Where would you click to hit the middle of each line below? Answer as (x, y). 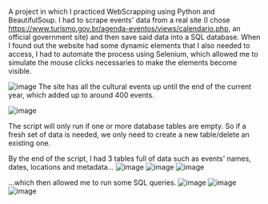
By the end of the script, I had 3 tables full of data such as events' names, (130, 158)
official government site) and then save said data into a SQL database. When (134, 37)
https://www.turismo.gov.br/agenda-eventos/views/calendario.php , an (125, 28)
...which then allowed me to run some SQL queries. (92, 182)
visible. (20, 71)
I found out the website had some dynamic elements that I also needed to (129, 46)
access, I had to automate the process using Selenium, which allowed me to (133, 54)
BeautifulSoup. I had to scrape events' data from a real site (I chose (119, 20)
